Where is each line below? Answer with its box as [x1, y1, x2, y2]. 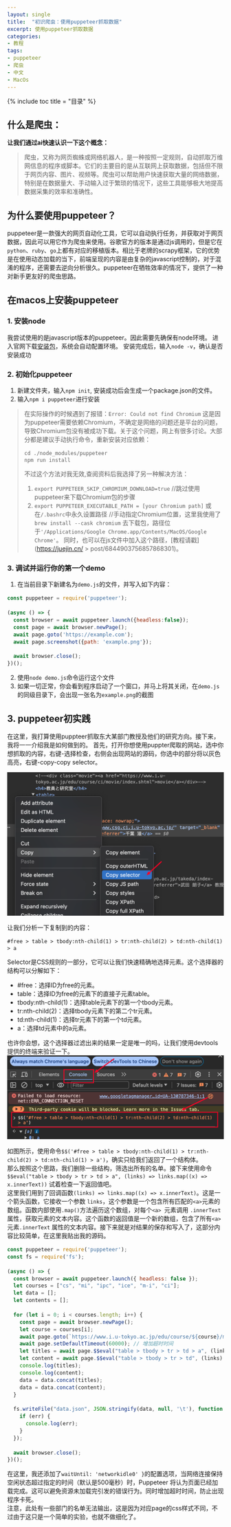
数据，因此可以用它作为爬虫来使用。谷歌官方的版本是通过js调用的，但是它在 [7, 238, 223, 246]
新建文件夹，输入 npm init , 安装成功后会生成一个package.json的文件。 [16, 386, 217, 395]
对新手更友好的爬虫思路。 [7, 272, 80, 281]
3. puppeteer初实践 [7, 712, 91, 725]
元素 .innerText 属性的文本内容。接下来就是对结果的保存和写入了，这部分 [7, 1223, 214, 1231]
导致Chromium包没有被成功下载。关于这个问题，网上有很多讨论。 [23, 427, 210, 435]
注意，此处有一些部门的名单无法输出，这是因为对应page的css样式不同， [7, 1504, 212, 1513]
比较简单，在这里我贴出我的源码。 [12, 1231, 110, 1240]
